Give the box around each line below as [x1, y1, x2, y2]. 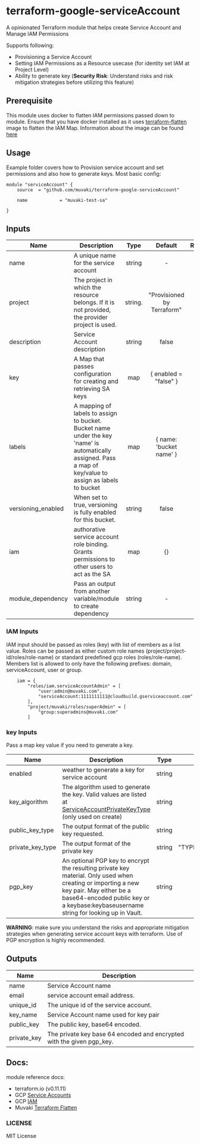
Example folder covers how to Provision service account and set [6, 164, 164, 171]
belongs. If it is [73, 298, 115, 307]
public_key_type [9, 826, 54, 834]
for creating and [73, 377, 119, 385]
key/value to [73, 469, 108, 477]
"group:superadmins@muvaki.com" [37, 709, 118, 715]
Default [155, 241, 177, 250]
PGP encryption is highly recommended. [6, 936, 105, 943]
